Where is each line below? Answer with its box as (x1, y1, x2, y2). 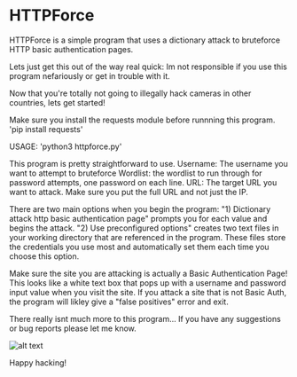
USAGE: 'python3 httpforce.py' (9, 141, 122, 152)
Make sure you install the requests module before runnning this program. (9, 114, 276, 125)
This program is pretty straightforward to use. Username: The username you (9, 158, 288, 169)
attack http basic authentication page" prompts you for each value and (9, 213, 268, 224)
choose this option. (9, 250, 80, 262)
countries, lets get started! (9, 97, 106, 107)
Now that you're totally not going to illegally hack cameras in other (9, 88, 252, 98)
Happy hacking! (9, 357, 67, 368)
